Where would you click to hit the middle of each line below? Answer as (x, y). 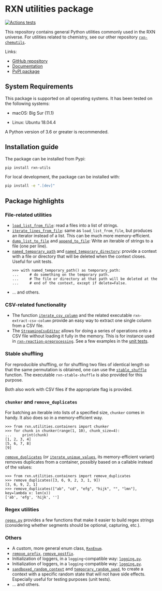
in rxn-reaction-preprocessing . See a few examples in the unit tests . (80, 341)
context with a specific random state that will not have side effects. (79, 574)
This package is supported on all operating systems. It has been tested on (79, 98)
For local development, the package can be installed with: (62, 177)
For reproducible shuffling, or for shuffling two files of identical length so (77, 364)
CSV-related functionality (36, 305)
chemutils (15, 42)
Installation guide (32, 147)
